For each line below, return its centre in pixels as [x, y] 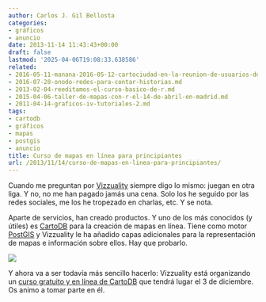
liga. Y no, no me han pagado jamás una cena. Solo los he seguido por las [129, 194]
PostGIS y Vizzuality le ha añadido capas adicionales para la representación [132, 235]
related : [23, 67]
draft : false [30, 52]
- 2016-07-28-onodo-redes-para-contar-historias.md [95, 82]
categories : [28, 23]
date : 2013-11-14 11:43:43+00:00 [63, 45]
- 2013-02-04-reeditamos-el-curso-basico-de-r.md [92, 89]
